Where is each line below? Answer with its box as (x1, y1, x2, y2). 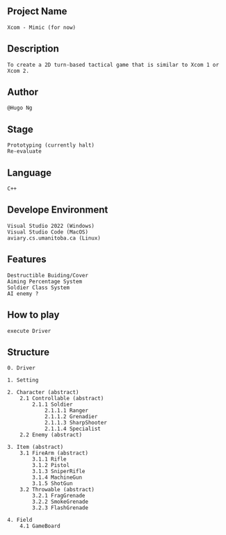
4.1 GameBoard (19, 522, 60, 530)
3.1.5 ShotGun (32, 480, 73, 487)
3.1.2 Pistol (32, 462, 70, 469)
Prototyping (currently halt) (7, 142, 95, 149)
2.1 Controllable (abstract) (19, 395, 104, 402)
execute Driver (7, 327, 51, 334)
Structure (7, 346, 50, 358)
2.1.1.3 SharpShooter (44, 420, 108, 427)
